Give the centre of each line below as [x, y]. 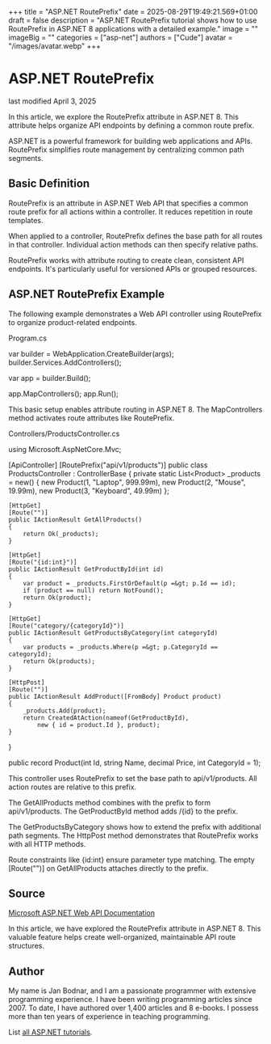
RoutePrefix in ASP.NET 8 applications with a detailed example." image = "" [133, 29]
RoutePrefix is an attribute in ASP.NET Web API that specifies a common [128, 203]
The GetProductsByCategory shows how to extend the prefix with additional [135, 826]
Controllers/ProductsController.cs [64, 433]
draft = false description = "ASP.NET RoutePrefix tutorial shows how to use [133, 20]
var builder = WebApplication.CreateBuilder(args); [92, 353]
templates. [26, 220]
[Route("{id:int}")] [43, 562]
